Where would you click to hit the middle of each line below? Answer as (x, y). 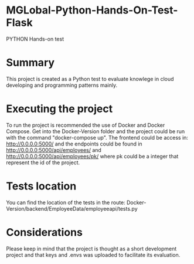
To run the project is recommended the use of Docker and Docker (86, 125)
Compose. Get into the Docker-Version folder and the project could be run (96, 131)
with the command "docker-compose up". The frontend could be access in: (97, 137)
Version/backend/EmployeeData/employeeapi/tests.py (72, 208)
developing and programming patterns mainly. (62, 85)
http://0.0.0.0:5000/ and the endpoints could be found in (74, 144)
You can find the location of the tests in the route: (66, 202)
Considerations (45, 232)
